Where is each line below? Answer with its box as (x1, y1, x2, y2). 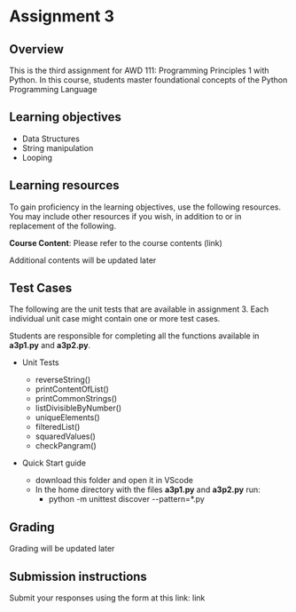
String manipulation (21, 142, 94, 153)
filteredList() (35, 422, 81, 433)
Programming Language (9, 84, 97, 94)
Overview (9, 42, 65, 57)
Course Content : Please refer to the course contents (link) (9, 237, 223, 248)
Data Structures (21, 133, 80, 144)
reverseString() (35, 375, 91, 385)
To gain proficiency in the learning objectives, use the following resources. (9, 202, 282, 212)
